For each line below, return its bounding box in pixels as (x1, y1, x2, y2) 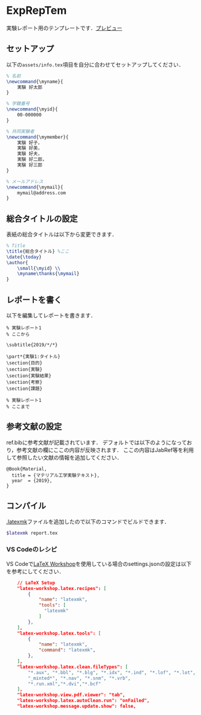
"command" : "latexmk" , (38, 647, 96, 653)
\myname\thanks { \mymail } (17, 271, 80, 277)
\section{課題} (6, 386, 43, 392)
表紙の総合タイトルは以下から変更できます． (6, 230, 118, 238)
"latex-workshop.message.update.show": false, (17, 704, 136, 710)
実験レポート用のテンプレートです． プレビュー (6, 24, 123, 31)
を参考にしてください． (6, 568, 65, 575)
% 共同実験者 (6, 128, 34, 135)
